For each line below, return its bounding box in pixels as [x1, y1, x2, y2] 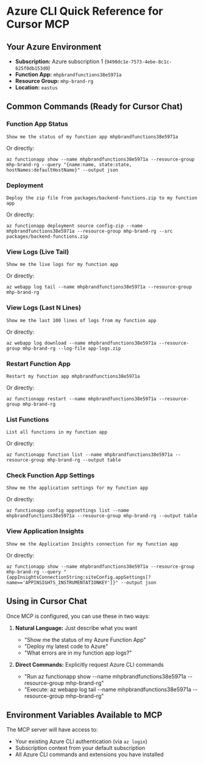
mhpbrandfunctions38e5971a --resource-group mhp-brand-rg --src [6, 228, 173, 234]
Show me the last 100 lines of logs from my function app [6, 317, 157, 323]
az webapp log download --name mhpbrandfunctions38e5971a [6, 340, 157, 346]
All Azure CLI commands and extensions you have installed [15, 751, 164, 758]
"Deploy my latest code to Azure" [24, 642, 108, 650]
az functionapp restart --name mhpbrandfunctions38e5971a [6, 395, 157, 402]
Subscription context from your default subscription [15, 744, 146, 752]
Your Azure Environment [6, 42, 102, 52]
